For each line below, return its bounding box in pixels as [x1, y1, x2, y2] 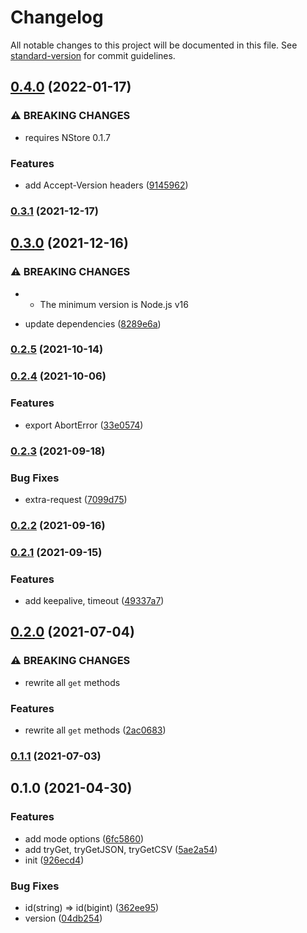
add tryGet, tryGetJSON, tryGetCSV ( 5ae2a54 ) [24, 843, 218, 855]
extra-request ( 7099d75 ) [24, 493, 128, 505]
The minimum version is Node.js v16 [39, 298, 189, 310]
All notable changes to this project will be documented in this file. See [10, 39, 298, 51]
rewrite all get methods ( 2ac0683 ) [24, 724, 167, 736]
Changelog [10, 6, 104, 29]
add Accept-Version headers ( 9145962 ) [24, 179, 189, 191]
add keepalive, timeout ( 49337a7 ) [24, 595, 165, 607]
